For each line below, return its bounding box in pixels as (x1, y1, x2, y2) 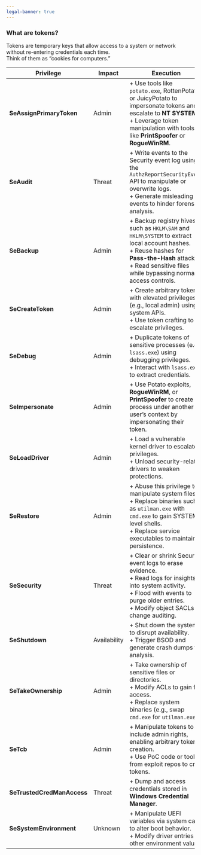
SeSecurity (9, 581, 42, 590)
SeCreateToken (9, 304, 54, 313)
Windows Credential (129, 792, 189, 800)
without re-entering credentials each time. (6, 48, 110, 56)
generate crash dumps (129, 643, 193, 652)
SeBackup (9, 246, 39, 255)
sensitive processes (129, 340, 185, 349)
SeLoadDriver (9, 453, 50, 462)
